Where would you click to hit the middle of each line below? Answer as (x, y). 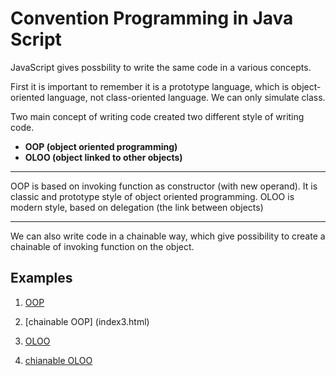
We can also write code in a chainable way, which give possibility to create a (168, 236)
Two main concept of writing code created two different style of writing (157, 116)
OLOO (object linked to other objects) (103, 157)
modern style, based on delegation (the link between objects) (137, 207)
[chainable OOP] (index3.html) (87, 321)
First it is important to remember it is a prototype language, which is (150, 86)
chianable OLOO (58, 360)
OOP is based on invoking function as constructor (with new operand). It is (164, 186)
